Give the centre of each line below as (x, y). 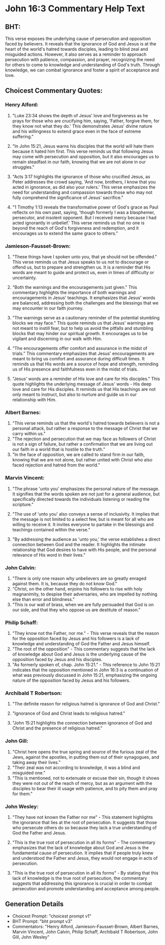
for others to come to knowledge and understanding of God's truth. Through (82, 65)
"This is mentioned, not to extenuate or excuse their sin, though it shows (86, 778)
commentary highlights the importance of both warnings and (74, 292)
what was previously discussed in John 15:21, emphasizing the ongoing (85, 675)
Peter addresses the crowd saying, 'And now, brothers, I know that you (84, 182)
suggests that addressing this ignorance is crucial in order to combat (82, 883)
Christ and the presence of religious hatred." (57, 728)
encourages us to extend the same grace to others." (65, 233)
